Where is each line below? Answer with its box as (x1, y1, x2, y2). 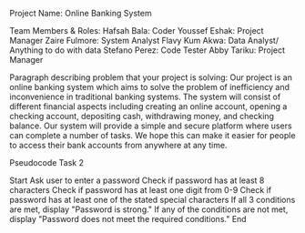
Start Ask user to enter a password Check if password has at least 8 (9, 175, 265, 186)
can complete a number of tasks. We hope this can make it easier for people (9, 130, 296, 140)
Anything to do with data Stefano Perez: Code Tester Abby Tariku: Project (9, 45, 285, 56)
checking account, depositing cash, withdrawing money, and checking (9, 111, 275, 121)
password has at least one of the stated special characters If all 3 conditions (9, 195, 296, 205)
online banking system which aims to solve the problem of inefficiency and (9, 82, 290, 92)
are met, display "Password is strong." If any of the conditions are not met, (9, 204, 289, 215)
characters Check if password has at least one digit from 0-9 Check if (9, 185, 271, 195)
